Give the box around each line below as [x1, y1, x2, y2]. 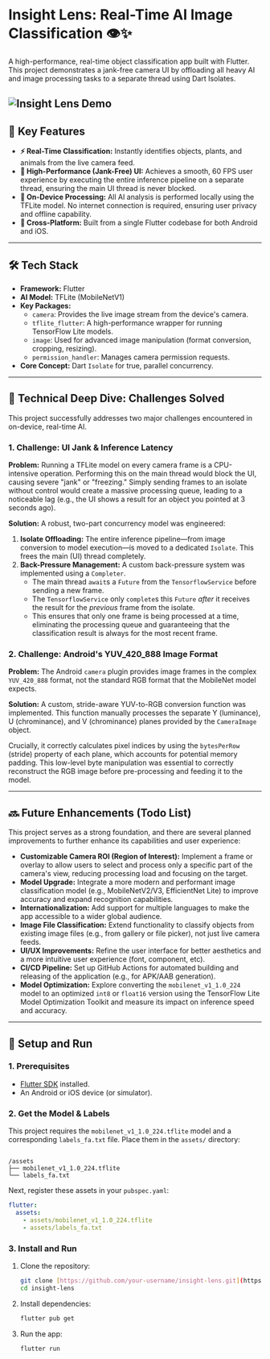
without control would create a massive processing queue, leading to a [8, 486, 243, 496]
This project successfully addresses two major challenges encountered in [8, 413, 253, 422]
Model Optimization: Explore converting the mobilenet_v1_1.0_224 [19, 980, 241, 990]
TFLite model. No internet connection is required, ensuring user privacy [19, 201, 257, 210]
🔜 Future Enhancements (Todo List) [8, 806, 192, 820]
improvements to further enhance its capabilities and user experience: [8, 836, 241, 846]
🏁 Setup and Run [8, 1037, 93, 1050]
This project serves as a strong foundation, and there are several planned [8, 828, 252, 837]
